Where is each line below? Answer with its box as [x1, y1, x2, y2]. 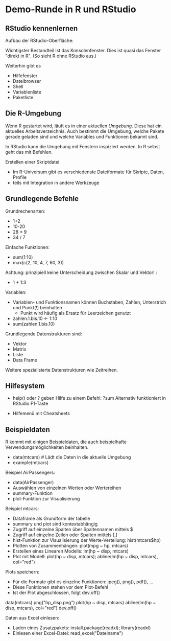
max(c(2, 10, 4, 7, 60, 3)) [12, 259, 64, 265]
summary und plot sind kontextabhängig [12, 521, 98, 527]
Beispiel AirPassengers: [5, 469, 55, 476]
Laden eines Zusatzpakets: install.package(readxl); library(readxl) [12, 625, 151, 631]
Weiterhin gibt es [5, 63, 41, 68]
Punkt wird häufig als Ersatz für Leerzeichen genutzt [20, 310, 131, 316]
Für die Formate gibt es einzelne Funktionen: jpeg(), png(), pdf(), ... [12, 579, 154, 585]
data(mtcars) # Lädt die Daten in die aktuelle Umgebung [12, 454, 131, 461]
